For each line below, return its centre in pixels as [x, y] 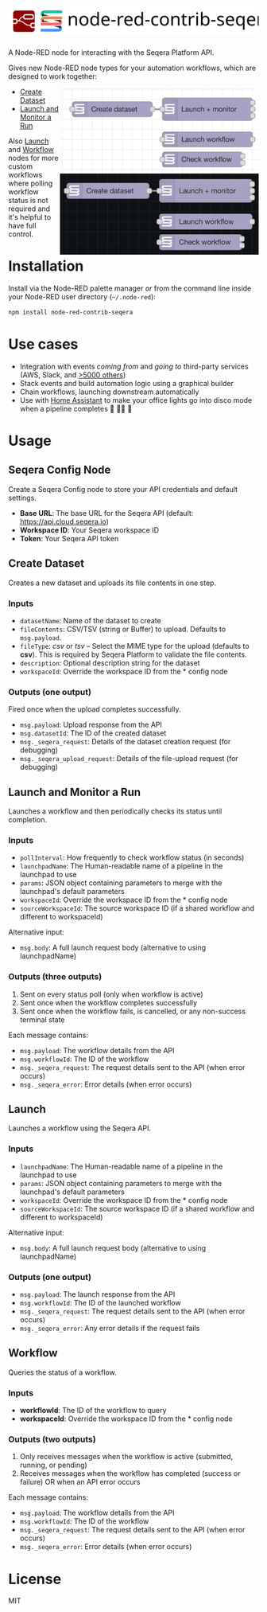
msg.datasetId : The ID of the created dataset [93, 733]
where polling [31, 183]
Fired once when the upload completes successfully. [95, 709]
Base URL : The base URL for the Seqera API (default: [106, 513]
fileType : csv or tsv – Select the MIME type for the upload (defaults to [134, 646]
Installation [46, 266]
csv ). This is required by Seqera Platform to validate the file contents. [133, 654]
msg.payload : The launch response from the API [97, 1294]
